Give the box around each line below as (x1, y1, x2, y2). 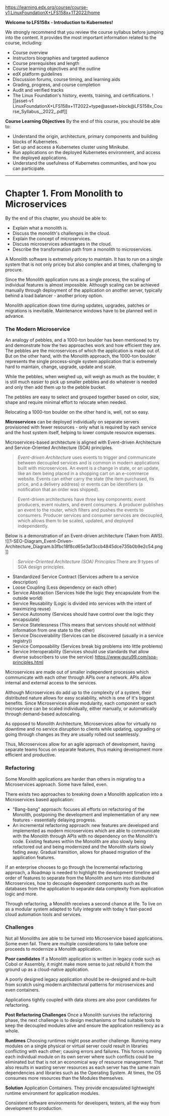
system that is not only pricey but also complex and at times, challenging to (5, 261, 161, 267)
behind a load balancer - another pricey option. (5, 292, 103, 299)
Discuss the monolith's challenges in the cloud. (12, 230, 111, 236)
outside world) (12, 595, 43, 601)
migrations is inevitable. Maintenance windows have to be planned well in (5, 307, 157, 314)
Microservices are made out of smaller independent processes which (5, 669, 149, 675)
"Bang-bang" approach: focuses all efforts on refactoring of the (12, 806, 145, 812)
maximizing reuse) (12, 606, 51, 612)
